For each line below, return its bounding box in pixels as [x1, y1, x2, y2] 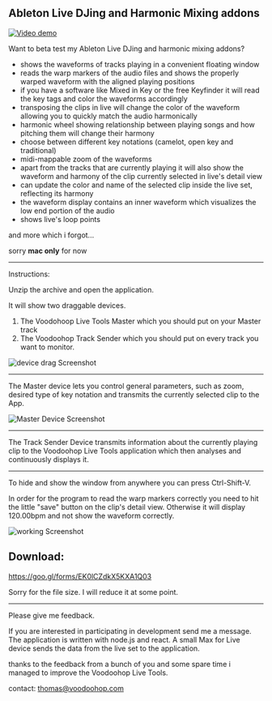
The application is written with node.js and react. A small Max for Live [8, 635, 240, 644]
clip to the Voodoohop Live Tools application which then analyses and [8, 446, 241, 455]
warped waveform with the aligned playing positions [19, 76, 195, 86]
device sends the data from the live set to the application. [8, 643, 200, 653]
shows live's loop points [19, 214, 101, 224]
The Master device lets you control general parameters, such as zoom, [8, 381, 244, 391]
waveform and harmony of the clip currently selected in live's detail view [19, 171, 263, 181]
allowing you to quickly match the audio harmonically [19, 111, 198, 121]
